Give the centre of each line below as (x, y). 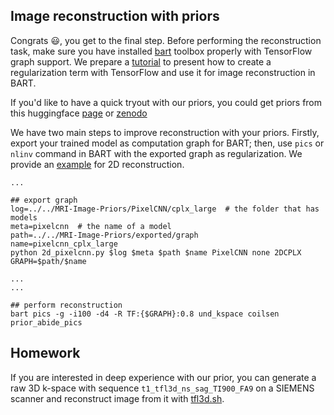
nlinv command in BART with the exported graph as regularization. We (156, 153)
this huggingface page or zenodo (79, 113)
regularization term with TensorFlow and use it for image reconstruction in (163, 72)
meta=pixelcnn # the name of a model (91, 226)
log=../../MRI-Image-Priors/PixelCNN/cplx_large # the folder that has (165, 209)
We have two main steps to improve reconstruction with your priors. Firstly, (165, 132)
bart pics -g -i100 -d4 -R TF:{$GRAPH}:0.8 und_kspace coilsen (145, 314)
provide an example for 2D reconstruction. (97, 164)
